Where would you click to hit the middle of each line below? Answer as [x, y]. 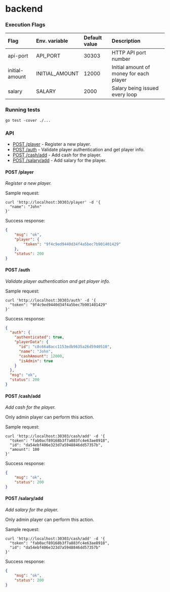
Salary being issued [135, 88]
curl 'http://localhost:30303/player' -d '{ [53, 203]
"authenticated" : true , [39, 337]
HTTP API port [129, 53]
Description [126, 41]
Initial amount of [131, 68]
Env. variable [52, 41]
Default [93, 38]
